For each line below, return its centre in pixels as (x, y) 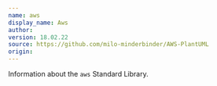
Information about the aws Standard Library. (78, 74)
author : (21, 30)
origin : (21, 52)
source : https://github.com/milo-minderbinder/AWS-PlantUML (109, 45)
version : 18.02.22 (38, 37)
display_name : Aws (38, 23)
